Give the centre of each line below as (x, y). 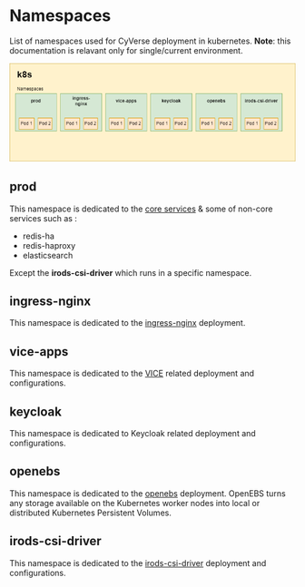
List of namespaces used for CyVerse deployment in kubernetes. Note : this (150, 41)
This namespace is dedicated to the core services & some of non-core (141, 209)
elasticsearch (48, 255)
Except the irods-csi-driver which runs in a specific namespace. (131, 272)
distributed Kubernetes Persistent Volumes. (91, 513)
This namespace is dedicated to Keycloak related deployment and (133, 434)
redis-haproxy (49, 245)
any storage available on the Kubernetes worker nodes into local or (135, 503)
